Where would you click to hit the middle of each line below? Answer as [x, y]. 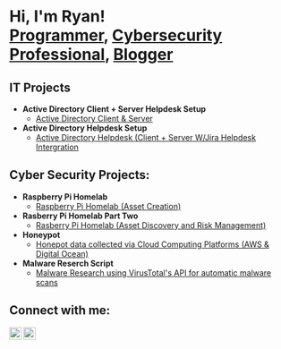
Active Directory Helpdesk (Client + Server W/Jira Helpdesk [146, 137]
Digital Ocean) [62, 253]
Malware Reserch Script [68, 263]
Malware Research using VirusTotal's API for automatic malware [153, 272]
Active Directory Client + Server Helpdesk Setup [114, 109]
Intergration [57, 147]
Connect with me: [60, 311]
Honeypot [41, 234]
